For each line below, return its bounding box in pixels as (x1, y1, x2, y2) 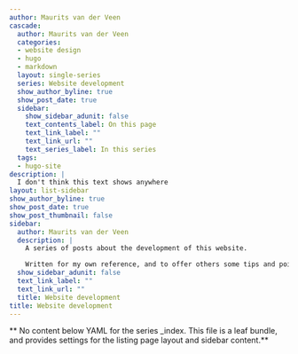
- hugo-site (17, 161, 62, 170)
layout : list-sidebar (9, 186, 90, 195)
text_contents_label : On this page (25, 121, 157, 130)
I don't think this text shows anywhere (17, 178, 169, 187)
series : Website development (17, 79, 125, 88)
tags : (17, 153, 38, 162)
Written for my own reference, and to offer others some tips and (25, 260, 276, 269)
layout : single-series (17, 71, 101, 80)
